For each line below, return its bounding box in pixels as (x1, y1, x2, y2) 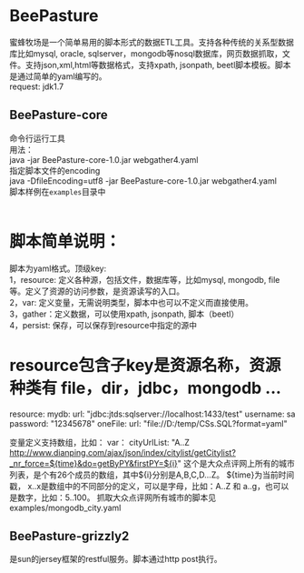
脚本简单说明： (9, 231, 122, 251)
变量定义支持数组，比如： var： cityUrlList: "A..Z (9, 437, 191, 447)
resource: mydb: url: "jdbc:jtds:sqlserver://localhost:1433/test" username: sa (9, 408, 296, 419)
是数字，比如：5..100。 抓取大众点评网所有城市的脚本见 (9, 492, 217, 503)
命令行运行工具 (9, 133, 65, 144)
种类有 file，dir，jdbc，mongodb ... (9, 377, 281, 398)
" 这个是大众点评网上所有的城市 (177, 457, 295, 468)
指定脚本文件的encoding (9, 165, 101, 176)
